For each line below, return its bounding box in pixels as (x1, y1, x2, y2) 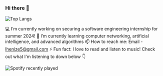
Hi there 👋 (5, 4, 30, 11)
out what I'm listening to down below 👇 (5, 53, 86, 59)
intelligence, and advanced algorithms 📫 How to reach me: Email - (5, 38, 143, 44)
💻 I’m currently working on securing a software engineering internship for (5, 26, 158, 32)
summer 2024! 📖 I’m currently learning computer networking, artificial (5, 33, 149, 39)
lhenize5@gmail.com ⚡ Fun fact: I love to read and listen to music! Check (5, 46, 155, 52)
